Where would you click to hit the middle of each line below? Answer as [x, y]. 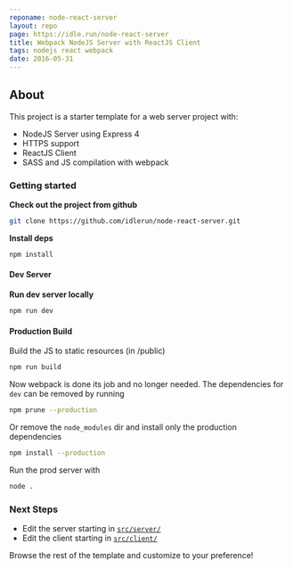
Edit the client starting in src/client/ [90, 538]
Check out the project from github [73, 205]
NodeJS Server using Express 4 [81, 134]
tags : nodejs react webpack [61, 51]
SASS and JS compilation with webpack [95, 162]
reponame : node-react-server [63, 17]
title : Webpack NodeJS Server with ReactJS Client [105, 42]
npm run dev [31, 311]
